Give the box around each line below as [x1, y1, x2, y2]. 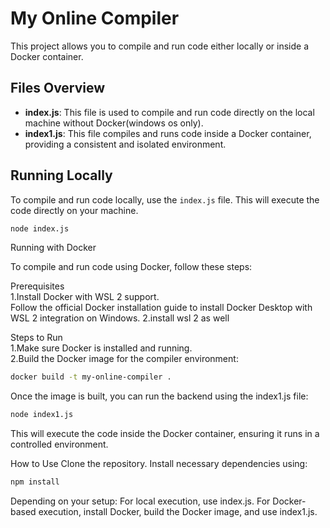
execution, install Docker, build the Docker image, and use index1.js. [38, 506, 318, 518]
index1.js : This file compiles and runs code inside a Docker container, [24, 127, 312, 139]
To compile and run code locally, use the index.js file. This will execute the [10, 193, 320, 206]
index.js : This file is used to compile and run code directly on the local [24, 106, 315, 118]
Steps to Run [10, 332, 63, 344]
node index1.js [10, 410, 74, 420]
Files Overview [10, 80, 106, 97]
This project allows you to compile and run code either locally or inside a [10, 40, 310, 52]
